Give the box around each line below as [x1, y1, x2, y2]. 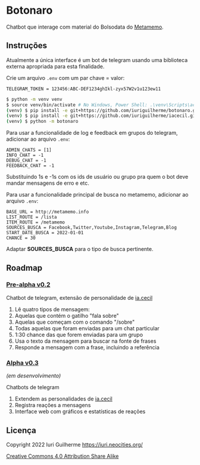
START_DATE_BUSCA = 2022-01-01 [6, 230, 84, 236]
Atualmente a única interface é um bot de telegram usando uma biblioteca [6, 56, 188, 63]
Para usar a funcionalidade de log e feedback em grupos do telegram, [6, 129, 178, 137]
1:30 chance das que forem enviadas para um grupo [14, 331, 143, 338]
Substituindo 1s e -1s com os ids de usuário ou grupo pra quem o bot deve [6, 173, 189, 181]
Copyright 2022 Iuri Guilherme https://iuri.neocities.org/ [6, 441, 143, 448]
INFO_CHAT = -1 [6, 153, 44, 159]
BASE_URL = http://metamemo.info [6, 209, 89, 215]
